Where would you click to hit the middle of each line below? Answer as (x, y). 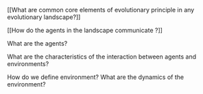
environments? (28, 64)
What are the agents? (37, 43)
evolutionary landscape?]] (44, 17)
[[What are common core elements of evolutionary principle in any (101, 10)
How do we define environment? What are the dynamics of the (95, 77)
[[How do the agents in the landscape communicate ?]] (85, 30)
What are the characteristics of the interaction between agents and (102, 57)
